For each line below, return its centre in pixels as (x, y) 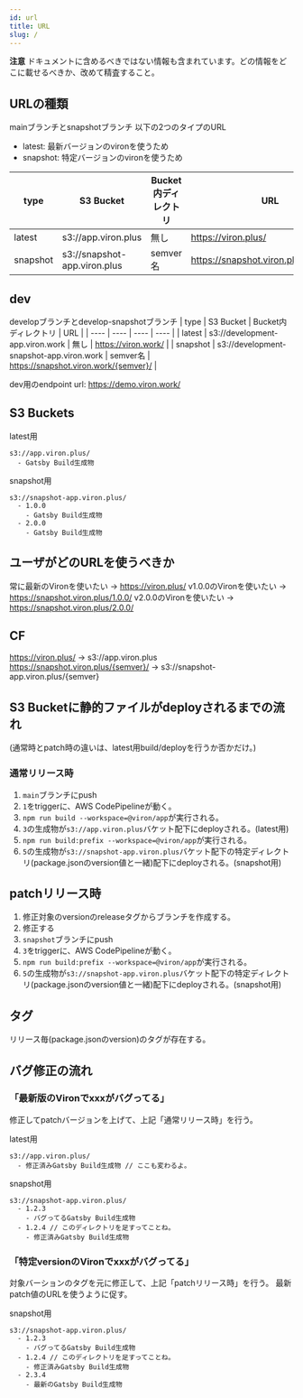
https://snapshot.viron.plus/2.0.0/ (72, 607)
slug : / (24, 34)
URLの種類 (39, 103)
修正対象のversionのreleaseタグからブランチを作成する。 (129, 917)
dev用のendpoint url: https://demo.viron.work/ (95, 384)
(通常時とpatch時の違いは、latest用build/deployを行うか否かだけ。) (133, 748)
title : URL (30, 26)
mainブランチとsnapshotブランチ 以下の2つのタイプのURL (118, 127)
